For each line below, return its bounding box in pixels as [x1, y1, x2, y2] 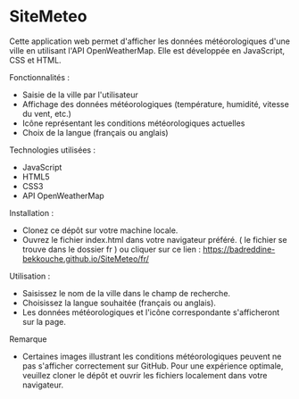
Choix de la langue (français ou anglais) [21, 127, 169, 137]
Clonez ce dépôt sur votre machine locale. [21, 225, 179, 236]
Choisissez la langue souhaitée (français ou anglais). [21, 297, 217, 308]
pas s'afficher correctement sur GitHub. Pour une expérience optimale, [21, 360, 284, 371]
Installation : [9, 207, 54, 218]
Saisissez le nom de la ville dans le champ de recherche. [21, 287, 230, 298]
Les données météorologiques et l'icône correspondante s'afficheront [21, 306, 280, 318]
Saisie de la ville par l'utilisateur [21, 89, 138, 100]
